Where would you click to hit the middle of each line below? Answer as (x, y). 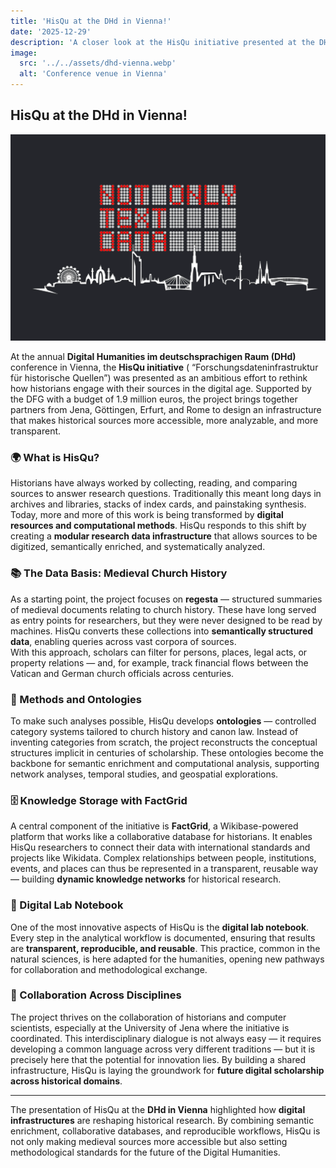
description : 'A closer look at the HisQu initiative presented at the (162, 42)
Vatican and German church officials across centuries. (122, 673)
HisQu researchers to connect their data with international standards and (160, 847)
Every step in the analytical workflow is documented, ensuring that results (163, 937)
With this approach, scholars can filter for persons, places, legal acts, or (159, 652)
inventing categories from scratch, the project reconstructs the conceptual (164, 742)
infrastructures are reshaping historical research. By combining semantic (162, 1120)
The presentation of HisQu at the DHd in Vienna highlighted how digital (158, 1109)
